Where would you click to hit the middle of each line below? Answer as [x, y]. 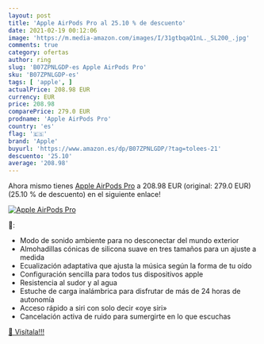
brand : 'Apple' [33, 141]
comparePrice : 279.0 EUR [49, 112]
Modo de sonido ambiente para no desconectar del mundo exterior [129, 241]
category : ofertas [38, 52]
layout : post [30, 15]
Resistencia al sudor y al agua [68, 283]
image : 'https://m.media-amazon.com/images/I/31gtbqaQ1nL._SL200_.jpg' [129, 38]
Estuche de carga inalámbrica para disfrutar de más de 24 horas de [130, 292]
